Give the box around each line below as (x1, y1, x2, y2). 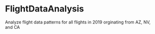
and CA (5, 24, 20, 30)
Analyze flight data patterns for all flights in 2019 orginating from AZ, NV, (5, 19, 151, 25)
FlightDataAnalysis (5, 3, 84, 14)
